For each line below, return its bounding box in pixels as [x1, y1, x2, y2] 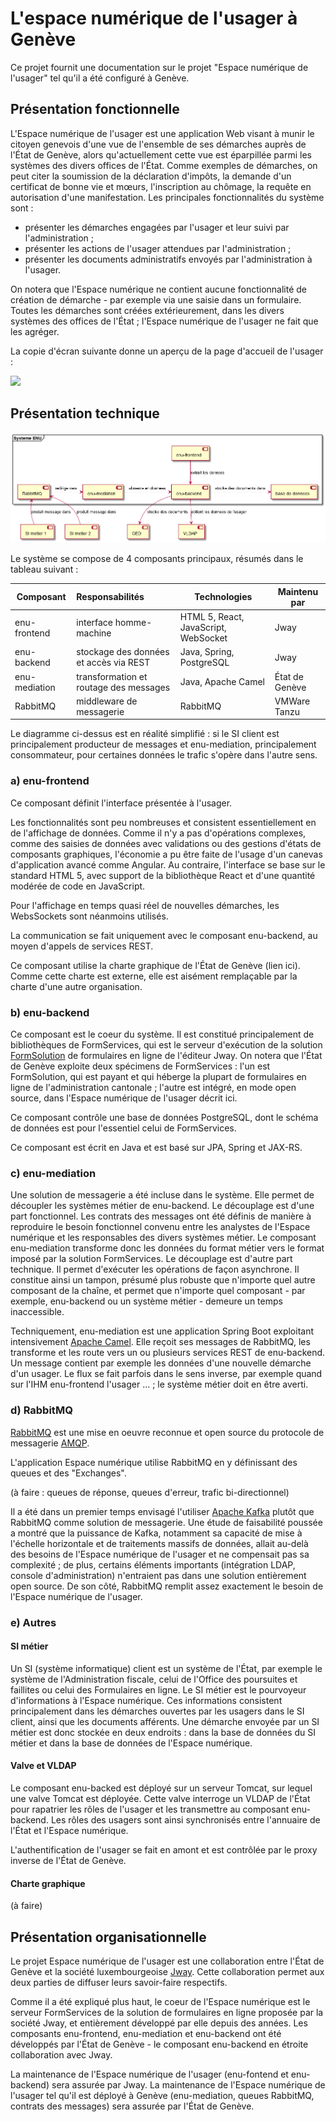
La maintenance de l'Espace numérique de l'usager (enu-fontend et [10, 2068, 289, 2080]
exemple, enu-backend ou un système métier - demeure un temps [10, 1295, 283, 1307]
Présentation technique [10, 405, 160, 422]
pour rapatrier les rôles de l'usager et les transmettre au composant [10, 1803, 290, 1815]
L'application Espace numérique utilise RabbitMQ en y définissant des [10, 1456, 298, 1468]
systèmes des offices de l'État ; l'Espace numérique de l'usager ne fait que [10, 315, 319, 327]
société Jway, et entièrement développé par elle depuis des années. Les [10, 2017, 308, 2029]
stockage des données [76, 646, 170, 658]
